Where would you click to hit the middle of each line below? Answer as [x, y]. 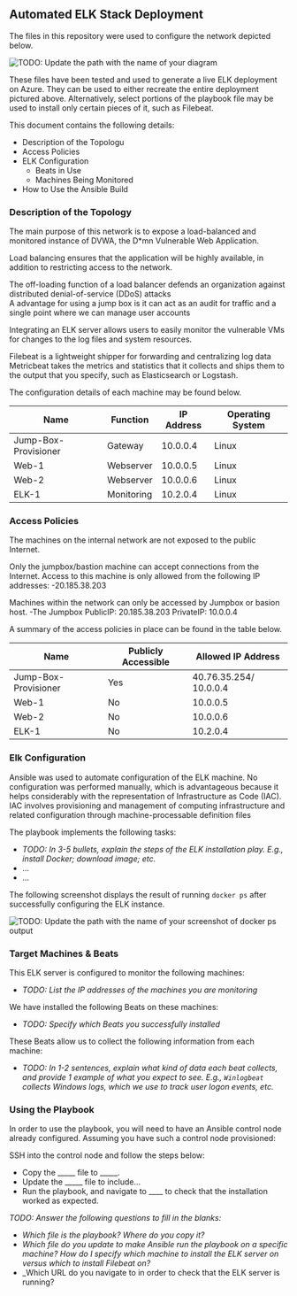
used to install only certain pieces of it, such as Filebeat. [111, 108]
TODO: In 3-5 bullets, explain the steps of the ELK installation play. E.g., [152, 849]
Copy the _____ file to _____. [71, 1173]
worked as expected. [60, 1201]
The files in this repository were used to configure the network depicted [140, 35]
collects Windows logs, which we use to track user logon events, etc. [148, 1087]
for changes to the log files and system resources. [101, 339]
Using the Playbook [52, 1109]
